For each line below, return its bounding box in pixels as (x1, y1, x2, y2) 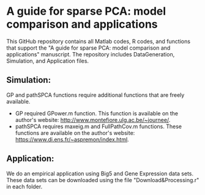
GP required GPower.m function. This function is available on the (15, 109, 179, 117)
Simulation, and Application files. (6, 57, 89, 64)
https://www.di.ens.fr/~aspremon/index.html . (15, 136, 130, 143)
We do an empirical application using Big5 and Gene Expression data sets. (6, 170, 194, 177)
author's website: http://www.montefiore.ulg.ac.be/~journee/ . (15, 116, 171, 123)
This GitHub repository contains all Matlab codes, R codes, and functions (6, 37, 191, 45)
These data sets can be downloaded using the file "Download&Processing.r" (6, 176, 199, 183)
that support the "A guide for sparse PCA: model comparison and (6, 44, 171, 52)
